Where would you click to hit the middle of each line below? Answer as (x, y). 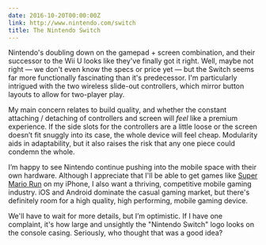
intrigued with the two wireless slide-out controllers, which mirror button (126, 86)
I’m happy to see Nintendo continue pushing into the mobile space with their (133, 168)
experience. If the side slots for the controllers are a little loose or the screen (133, 126)
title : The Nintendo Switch (55, 30)
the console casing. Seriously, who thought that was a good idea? (116, 233)
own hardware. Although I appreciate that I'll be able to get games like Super (133, 175)
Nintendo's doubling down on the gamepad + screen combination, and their (132, 53)
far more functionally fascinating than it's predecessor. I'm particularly (123, 78)
